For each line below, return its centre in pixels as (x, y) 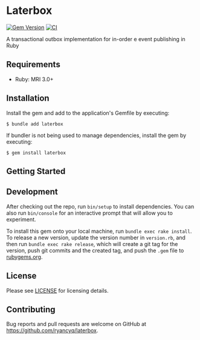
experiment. (21, 219)
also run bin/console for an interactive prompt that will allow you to (90, 213)
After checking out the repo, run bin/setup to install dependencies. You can (100, 206)
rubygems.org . (24, 257)
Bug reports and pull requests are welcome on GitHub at (76, 324)
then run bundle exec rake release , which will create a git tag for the (92, 244)
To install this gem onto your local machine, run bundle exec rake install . (99, 231)
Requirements (33, 65)
